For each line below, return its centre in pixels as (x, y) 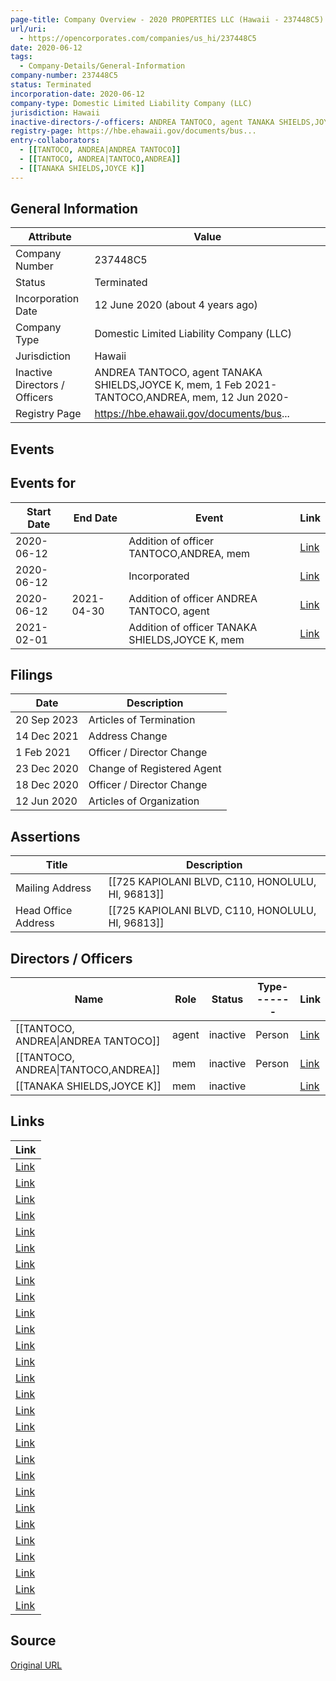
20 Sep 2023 (47, 720)
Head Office (44, 911)
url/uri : (28, 29)
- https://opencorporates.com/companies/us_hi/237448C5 (138, 38)
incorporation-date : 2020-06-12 (77, 94)
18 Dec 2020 (47, 785)
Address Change (128, 736)
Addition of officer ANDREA (193, 598)
